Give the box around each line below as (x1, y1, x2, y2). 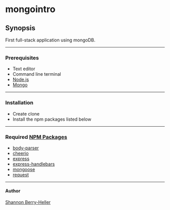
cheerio (12, 150, 29, 156)
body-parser (12, 145, 39, 151)
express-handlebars (12, 161, 55, 167)
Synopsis (5, 24, 35, 32)
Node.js (12, 77, 29, 83)
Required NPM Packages (5, 133, 67, 140)
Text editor (12, 66, 35, 72)
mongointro (5, 4, 56, 15)
